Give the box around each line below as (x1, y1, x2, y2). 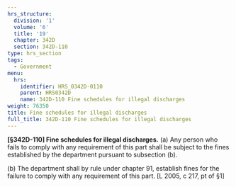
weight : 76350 (7, 103, 50, 110)
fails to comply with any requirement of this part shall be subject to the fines (7, 142, 230, 151)
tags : (7, 57, 23, 64)
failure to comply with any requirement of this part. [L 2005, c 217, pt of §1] (7, 171, 225, 180)
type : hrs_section (7, 50, 62, 57)
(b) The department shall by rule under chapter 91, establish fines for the (7, 164, 220, 172)
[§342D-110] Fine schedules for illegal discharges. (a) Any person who (7, 135, 218, 144)
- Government (13, 63, 52, 70)
